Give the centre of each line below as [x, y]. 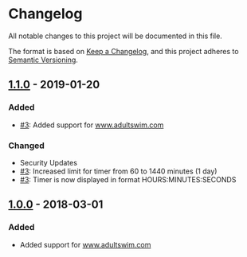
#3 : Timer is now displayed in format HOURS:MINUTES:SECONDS [128, 179]
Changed [27, 146]
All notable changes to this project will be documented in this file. [116, 36]
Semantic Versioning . [43, 60]
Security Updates [49, 162]
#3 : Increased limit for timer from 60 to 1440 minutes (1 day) [118, 171]
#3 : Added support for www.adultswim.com [92, 125]
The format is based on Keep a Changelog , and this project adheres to [123, 51]
